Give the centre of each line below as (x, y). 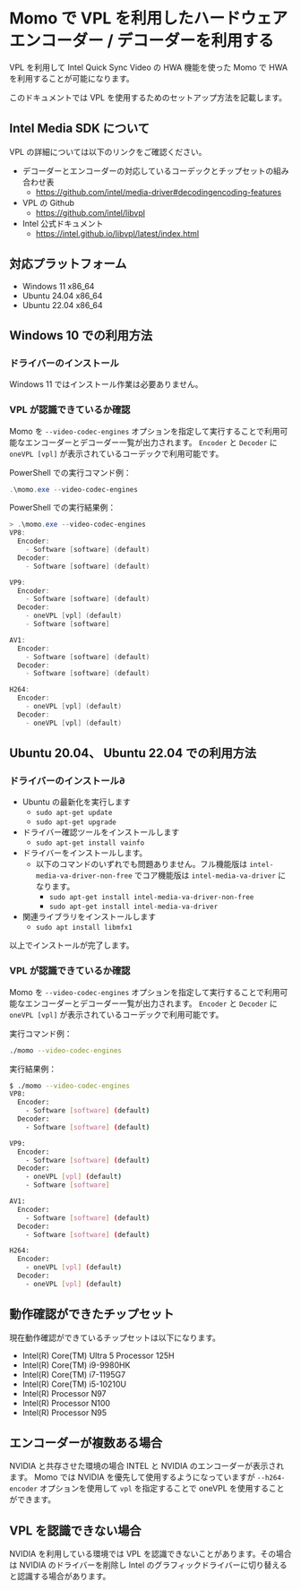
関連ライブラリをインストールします (89, 917)
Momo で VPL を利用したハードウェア (149, 18)
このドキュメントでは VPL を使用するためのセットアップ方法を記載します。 (148, 97)
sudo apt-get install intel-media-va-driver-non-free (151, 898)
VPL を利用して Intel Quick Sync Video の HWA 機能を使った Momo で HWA (149, 67)
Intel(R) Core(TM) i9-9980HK (76, 1365)
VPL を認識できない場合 (75, 1530)
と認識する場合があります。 (60, 1577)
